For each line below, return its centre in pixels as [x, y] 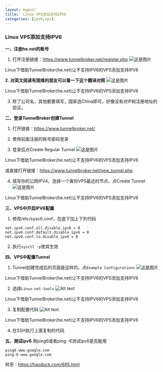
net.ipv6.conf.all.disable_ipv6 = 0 [43, 228]
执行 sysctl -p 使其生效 [35, 246]
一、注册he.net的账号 [27, 49]
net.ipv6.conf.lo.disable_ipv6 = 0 [42, 237]
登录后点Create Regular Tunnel [44, 149]
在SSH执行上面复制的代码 [38, 330]
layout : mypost [21, 10]
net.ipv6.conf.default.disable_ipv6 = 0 [47, 232]
